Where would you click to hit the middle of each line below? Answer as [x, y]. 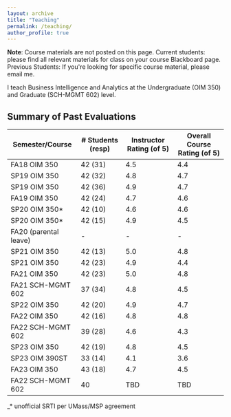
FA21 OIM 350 [34, 274]
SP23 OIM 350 [35, 347]
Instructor [148, 140]
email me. [21, 74]
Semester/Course [42, 145]
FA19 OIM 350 [34, 198]
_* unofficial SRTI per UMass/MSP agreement [71, 406]
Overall [199, 136]
